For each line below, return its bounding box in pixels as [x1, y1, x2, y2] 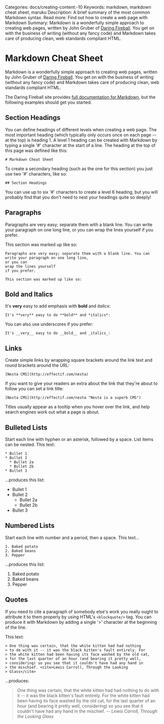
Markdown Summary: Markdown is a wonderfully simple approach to [5, 20, 144, 26]
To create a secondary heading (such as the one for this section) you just [5, 166, 153, 172]
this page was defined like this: [5, 147, 68, 153]
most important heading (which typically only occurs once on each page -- [5, 132, 157, 138]
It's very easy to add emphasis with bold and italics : [5, 303, 111, 309]
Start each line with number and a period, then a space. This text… [5, 534, 140, 540]
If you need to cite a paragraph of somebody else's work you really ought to [5, 608, 159, 614]
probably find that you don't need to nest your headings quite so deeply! [5, 194, 151, 200]
